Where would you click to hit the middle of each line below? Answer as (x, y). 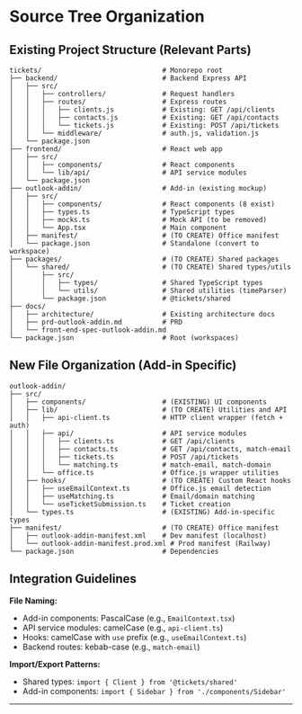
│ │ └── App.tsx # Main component (118, 228)
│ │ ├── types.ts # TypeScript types (122, 212)
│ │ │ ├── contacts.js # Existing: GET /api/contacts (144, 118)
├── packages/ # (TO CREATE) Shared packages (144, 259)
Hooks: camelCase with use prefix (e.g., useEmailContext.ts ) (134, 637)
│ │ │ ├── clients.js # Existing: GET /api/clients (142, 110)
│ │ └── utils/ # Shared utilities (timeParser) (148, 290)
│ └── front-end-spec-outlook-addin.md (88, 330)
